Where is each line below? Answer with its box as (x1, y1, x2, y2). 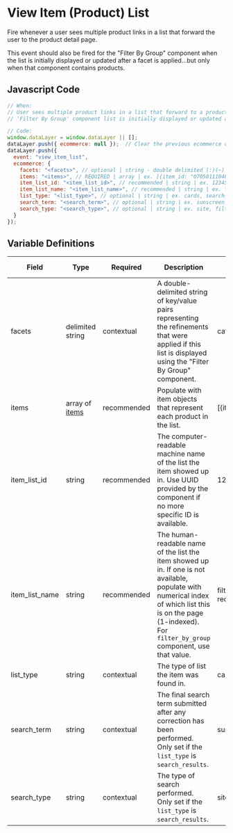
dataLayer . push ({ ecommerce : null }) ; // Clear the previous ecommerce (7, 141, 222, 148)
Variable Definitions (7, 237, 95, 249)
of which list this (157, 600, 210, 610)
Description (164, 262, 204, 272)
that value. (157, 650, 191, 660)
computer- (171, 431, 208, 441)
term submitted (157, 699, 207, 708)
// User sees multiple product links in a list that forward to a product (7, 109, 228, 116)
